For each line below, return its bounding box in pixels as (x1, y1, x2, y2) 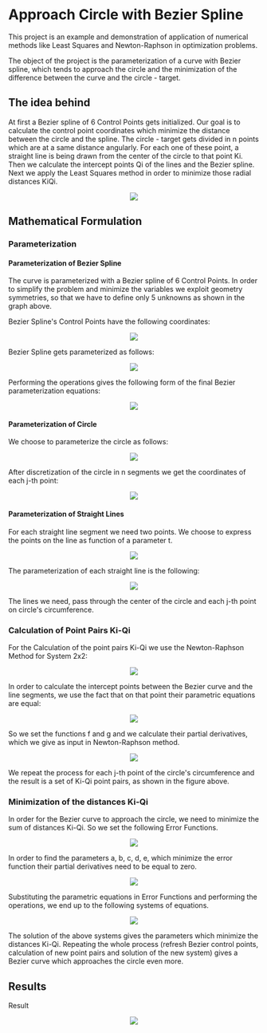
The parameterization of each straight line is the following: (8, 566, 200, 575)
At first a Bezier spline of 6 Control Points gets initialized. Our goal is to (8, 117, 241, 127)
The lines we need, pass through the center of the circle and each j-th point (8, 596, 257, 605)
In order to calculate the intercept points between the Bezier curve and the (8, 681, 253, 691)
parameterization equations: (8, 386, 101, 396)
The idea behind (8, 96, 91, 109)
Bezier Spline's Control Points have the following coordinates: (8, 317, 210, 326)
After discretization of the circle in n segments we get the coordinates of (8, 467, 246, 477)
